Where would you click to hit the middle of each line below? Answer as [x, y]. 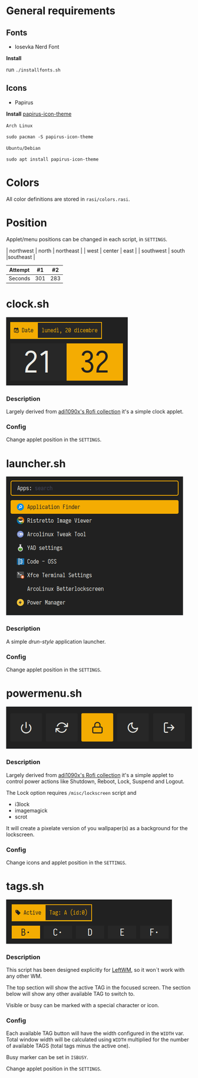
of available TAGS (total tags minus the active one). [68, 1046]
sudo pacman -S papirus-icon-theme [50, 137]
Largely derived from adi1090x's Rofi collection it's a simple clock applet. [95, 412]
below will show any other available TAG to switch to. [70, 994]
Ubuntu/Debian [24, 148]
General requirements [61, 11]
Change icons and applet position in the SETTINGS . [66, 862]
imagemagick [31, 810]
